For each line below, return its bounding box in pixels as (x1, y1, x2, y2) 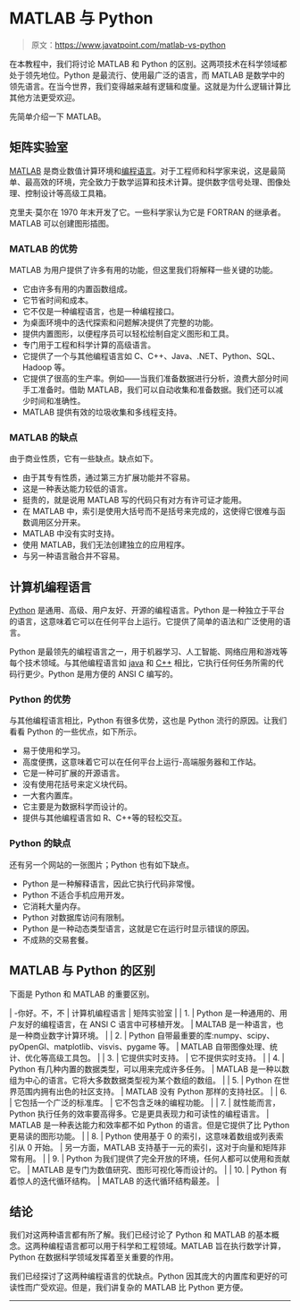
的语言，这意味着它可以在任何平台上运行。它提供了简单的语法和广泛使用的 (9, 616, 283, 627)
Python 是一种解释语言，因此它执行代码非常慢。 (21, 878, 200, 889)
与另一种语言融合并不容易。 (21, 551, 125, 561)
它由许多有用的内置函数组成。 (21, 284, 132, 295)
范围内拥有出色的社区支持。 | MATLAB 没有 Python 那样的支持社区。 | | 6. (16, 1085, 287, 1097)
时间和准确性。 (29, 396, 86, 407)
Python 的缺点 (9, 837, 71, 850)
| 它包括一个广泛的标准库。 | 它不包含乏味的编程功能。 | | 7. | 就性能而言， (9, 1097, 280, 1108)
